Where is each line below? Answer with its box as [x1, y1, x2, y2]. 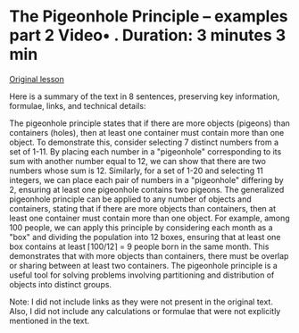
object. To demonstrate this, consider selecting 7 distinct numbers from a [9, 137, 279, 147]
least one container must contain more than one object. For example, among [9, 212, 290, 223]
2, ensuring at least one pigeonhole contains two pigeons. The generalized [9, 184, 285, 195]
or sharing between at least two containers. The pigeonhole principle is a [9, 260, 278, 271]
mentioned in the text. [9, 315, 90, 326]
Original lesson [9, 73, 64, 84]
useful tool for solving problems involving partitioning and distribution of [9, 270, 275, 280]
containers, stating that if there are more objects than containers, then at [9, 203, 277, 213]
